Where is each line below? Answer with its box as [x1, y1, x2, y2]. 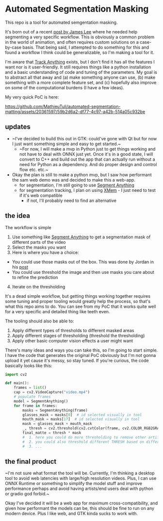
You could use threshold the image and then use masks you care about [12, 269, 154, 275]
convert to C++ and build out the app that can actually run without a [19, 156, 155, 162]
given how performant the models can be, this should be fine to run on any [5, 505, 154, 511]
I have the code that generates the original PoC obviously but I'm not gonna [5, 352, 156, 358]
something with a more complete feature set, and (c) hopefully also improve [5, 79, 157, 85]
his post [12, 264, 28, 270]
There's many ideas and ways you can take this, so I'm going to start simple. [5, 347, 158, 353]
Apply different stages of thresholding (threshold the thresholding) [12, 333, 145, 338]
